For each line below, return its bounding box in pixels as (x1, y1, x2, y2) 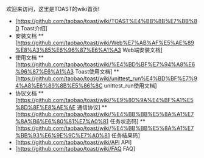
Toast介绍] (20, 25, 47, 32)
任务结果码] (111, 132, 140, 139)
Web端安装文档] (122, 46, 163, 53)
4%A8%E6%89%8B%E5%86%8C (15, 82, 103, 89)
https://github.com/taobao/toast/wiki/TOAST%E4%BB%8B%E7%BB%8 (17, 18, 198, 24)
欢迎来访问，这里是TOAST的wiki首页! (6, 5, 100, 12)
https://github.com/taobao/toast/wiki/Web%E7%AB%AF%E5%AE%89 (17, 39, 195, 46)
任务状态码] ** (110, 118, 146, 125)
